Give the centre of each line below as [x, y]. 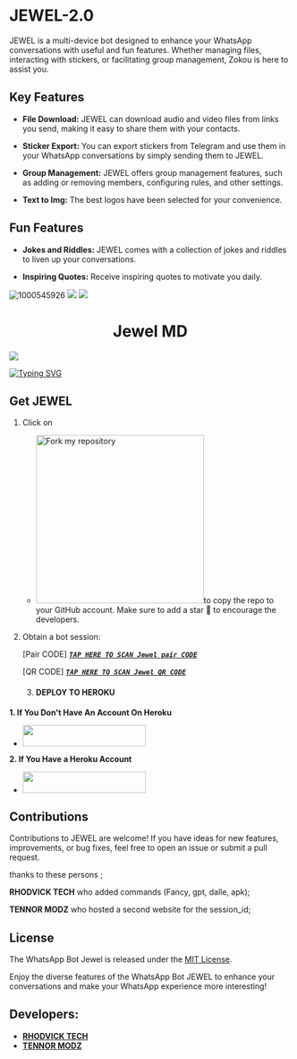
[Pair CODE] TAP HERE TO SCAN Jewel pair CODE [110, 654]
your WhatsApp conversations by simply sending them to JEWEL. [143, 155]
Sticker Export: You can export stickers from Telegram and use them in [154, 145]
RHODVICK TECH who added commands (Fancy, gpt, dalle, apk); [130, 892]
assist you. [29, 69]
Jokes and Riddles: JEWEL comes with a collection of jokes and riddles [154, 249]
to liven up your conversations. [79, 259]
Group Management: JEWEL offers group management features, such [153, 172]
